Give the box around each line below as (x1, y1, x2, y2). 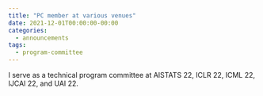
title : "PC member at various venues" (8, 11, 136, 20)
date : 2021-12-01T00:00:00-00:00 (8, 19, 119, 27)
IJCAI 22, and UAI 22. (8, 79, 79, 88)
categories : (8, 26, 48, 34)
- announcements (15, 33, 69, 42)
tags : (8, 41, 26, 49)
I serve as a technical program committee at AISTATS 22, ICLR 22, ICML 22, (8, 71, 256, 79)
